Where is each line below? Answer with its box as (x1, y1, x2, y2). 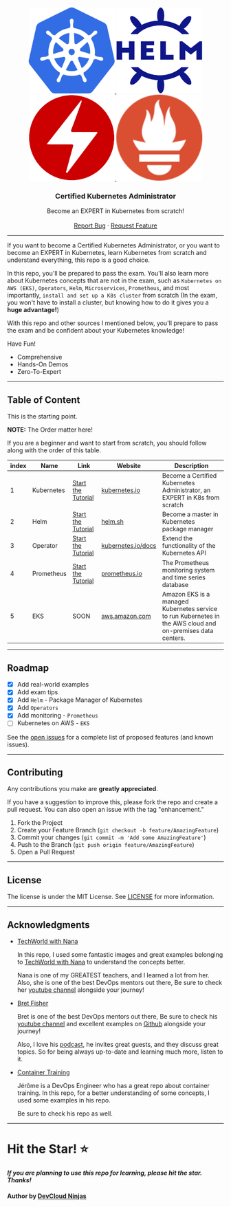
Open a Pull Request (16, 848, 76, 856)
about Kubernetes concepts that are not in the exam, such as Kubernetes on (7, 276, 222, 285)
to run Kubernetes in (162, 612, 220, 620)
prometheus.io (101, 570, 142, 578)
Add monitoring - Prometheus (16, 711, 98, 720)
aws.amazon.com (101, 612, 151, 620)
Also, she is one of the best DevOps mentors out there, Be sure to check (16, 978, 222, 986)
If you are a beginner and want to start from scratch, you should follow (7, 439, 207, 447)
